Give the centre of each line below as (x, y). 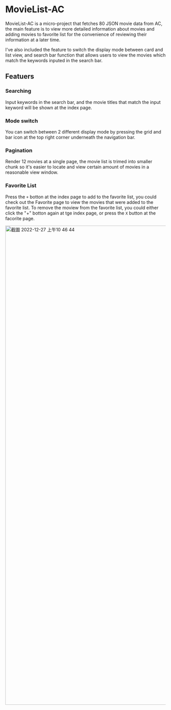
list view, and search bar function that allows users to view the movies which (85, 55)
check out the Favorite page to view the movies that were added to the (79, 202)
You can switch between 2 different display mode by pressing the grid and (83, 132)
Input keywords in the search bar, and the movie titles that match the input (83, 102)
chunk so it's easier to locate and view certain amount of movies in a (77, 167)
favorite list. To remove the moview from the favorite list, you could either (82, 207)
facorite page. (20, 218)
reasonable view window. (32, 172)
